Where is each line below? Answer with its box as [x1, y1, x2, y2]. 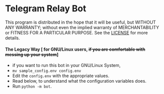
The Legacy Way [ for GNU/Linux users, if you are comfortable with [5, 46, 146, 52]
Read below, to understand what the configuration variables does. [12, 78, 147, 84]
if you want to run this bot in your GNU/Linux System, [12, 63, 121, 68]
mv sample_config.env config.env [12, 68, 82, 74]
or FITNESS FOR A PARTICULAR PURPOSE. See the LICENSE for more [5, 30, 148, 35]
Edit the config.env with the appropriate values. [12, 73, 110, 79]
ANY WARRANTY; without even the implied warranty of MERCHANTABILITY [5, 24, 160, 30]
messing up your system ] [5, 51, 59, 57]
